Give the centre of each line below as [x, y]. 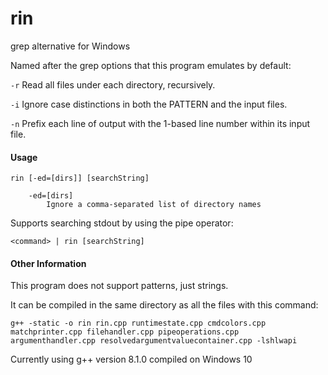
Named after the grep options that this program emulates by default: [151, 65]
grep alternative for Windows [70, 46]
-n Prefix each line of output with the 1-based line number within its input [160, 123]
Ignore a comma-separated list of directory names [154, 205]
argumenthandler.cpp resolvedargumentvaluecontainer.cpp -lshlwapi [154, 341]
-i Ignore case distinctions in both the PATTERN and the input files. [149, 104]
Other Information [48, 263]
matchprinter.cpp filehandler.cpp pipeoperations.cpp [125, 332]
